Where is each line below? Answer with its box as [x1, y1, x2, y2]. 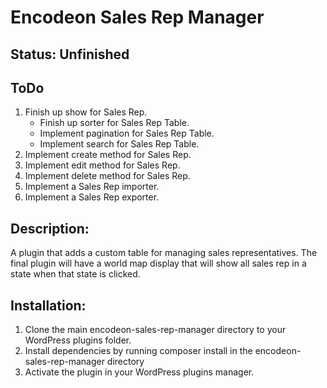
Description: [10, 220, 90, 237]
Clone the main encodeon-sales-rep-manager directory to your [24, 324, 287, 336]
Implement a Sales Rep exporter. [24, 191, 160, 203]
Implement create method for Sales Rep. [24, 149, 192, 161]
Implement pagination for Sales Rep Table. [39, 127, 215, 140]
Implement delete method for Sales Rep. [24, 170, 191, 182]
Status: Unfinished [10, 46, 130, 63]
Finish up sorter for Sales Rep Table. [39, 117, 190, 129]
